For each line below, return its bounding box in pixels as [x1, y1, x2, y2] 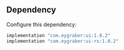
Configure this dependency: [6, 20, 77, 28]
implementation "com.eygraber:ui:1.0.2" [6, 33, 111, 39]
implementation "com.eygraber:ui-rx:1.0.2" [6, 38, 119, 44]
